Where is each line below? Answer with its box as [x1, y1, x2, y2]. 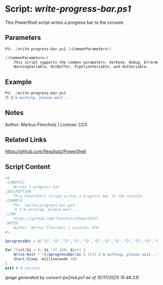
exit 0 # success [5, 266, 40, 270]
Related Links [5, 136, 47, 144]
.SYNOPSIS [5, 180, 25, 185]
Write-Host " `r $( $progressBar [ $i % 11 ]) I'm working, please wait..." [14, 252, 160, 257]
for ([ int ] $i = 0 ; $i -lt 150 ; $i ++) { [5, 248, 86, 252]
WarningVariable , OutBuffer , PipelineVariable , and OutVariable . [14, 64, 149, 69]
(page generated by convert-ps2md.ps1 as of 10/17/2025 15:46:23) [5, 274, 139, 280]
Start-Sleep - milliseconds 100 [14, 257, 77, 262]
